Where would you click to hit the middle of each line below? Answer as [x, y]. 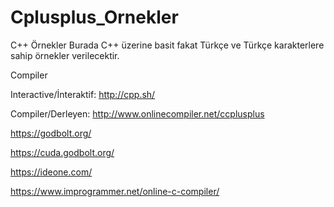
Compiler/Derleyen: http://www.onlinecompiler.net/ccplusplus [137, 113]
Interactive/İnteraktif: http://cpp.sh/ [83, 94]
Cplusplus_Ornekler [94, 17]
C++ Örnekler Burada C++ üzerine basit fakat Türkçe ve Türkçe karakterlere [167, 45]
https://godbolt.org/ [51, 133]
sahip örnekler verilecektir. [65, 55]
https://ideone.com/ [51, 172]
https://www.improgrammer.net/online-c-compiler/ [115, 191]
